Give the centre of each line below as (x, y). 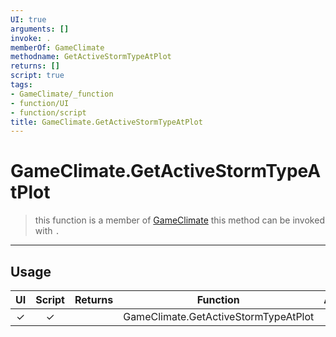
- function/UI (40, 103)
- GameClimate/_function (62, 94)
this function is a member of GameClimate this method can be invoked (179, 220)
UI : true (28, 19)
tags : (21, 85)
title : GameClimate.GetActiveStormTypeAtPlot (106, 122)
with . (47, 231)
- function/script (48, 112)
